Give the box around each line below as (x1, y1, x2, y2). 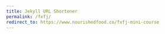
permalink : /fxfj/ (6, 14, 51, 20)
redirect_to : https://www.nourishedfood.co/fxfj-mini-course (6, 19, 160, 25)
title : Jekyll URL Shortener (6, 8, 78, 14)
